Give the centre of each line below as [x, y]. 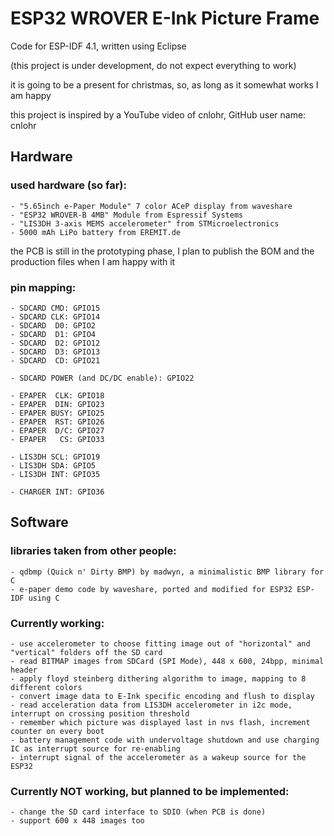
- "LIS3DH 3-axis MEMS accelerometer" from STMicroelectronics [145, 223]
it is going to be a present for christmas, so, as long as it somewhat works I [164, 84]
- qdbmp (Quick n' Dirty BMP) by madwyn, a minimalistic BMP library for [167, 572]
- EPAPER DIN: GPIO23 [57, 404]
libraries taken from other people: [93, 551]
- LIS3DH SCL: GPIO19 [55, 457]
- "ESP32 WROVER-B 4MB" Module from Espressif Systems [127, 215]
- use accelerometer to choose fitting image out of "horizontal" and [160, 643]
